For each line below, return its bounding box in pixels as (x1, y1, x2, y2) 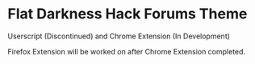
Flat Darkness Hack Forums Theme (7, 5, 248, 23)
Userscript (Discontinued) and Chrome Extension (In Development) (7, 31, 231, 41)
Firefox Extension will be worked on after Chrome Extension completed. (7, 46, 246, 56)
